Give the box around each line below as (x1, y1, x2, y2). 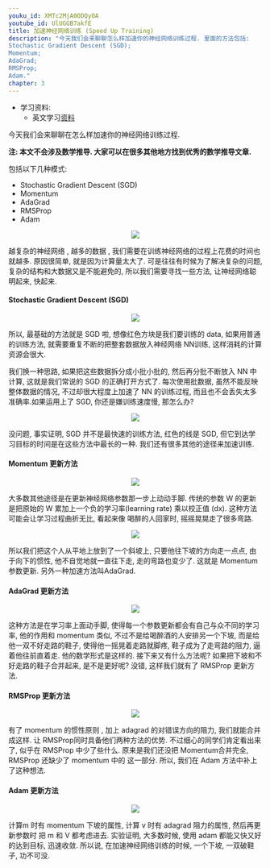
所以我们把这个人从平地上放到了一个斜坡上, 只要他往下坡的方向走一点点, (8, 546, 248, 555)
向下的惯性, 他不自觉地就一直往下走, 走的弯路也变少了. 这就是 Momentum (15, 555, 258, 565)
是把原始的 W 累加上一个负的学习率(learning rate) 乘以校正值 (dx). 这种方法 (8, 503, 258, 513)
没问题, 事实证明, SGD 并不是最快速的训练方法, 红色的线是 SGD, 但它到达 (8, 429, 249, 438)
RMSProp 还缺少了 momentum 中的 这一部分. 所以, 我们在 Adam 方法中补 (8, 755, 251, 766)
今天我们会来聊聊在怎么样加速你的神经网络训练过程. (8, 130, 181, 139)
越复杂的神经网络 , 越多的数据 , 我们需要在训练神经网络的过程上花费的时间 (8, 246, 254, 255)
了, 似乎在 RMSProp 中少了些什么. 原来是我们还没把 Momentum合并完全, (8, 745, 249, 755)
